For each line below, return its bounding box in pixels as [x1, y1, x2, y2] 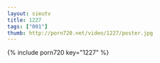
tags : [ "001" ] [7, 23, 48, 30]
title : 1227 [7, 17, 42, 24]
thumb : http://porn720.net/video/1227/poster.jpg [7, 29, 154, 37]
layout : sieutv [7, 10, 51, 17]
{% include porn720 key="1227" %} [7, 48, 109, 57]
